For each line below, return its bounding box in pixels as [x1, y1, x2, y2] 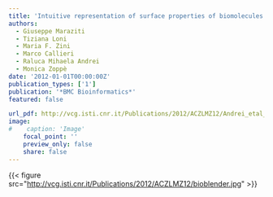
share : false [23, 147, 67, 155]
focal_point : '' [23, 133, 79, 141]
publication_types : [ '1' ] [8, 80, 96, 88]
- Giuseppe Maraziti [15, 27, 85, 35]
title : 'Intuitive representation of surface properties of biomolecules [8, 11, 264, 20]
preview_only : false [23, 140, 93, 148]
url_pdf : [8, 110, 38, 118]
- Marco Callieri [15, 50, 75, 58]
